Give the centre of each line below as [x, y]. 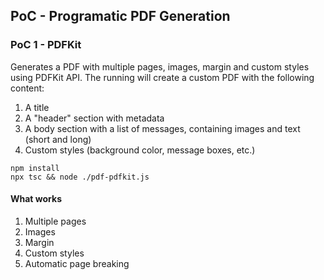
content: [27, 88]
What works [36, 199]
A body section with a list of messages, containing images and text [162, 128]
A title [37, 107]
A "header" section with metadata [94, 118]
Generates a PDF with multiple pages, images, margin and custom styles [160, 66]
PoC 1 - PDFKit [46, 45]
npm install [35, 168]
